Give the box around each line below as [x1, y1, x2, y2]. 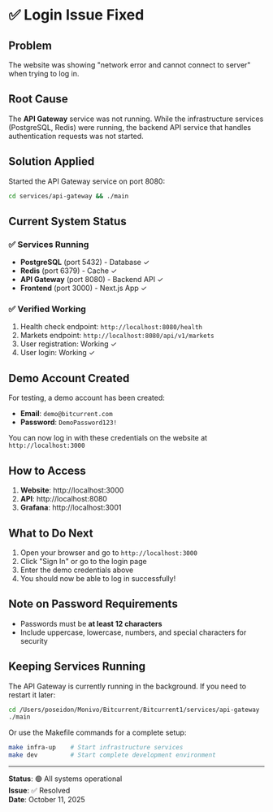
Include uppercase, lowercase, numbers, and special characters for [19, 627, 247, 637]
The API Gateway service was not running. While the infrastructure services [8, 114, 264, 124]
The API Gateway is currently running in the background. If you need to [8, 681, 247, 691]
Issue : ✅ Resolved [8, 786, 71, 796]
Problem [8, 38, 53, 52]
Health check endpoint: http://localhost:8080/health [19, 322, 203, 332]
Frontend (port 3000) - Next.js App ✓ [19, 283, 148, 293]
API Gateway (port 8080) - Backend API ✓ [19, 275, 164, 284]
